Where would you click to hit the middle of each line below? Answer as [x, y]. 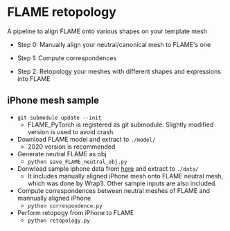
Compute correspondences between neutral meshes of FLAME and [113, 190]
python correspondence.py [65, 206]
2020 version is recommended [71, 147]
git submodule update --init [59, 118]
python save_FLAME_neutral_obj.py [77, 162]
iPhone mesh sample [53, 101]
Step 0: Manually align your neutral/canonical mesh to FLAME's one [114, 44]
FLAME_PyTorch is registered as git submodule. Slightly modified [121, 124]
